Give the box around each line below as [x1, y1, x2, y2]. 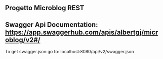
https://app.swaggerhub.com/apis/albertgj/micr [5, 28, 159, 36]
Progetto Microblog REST [5, 4, 84, 12]
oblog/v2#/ [5, 36, 41, 44]
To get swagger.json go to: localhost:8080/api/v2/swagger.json [5, 49, 134, 55]
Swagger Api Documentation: [5, 20, 98, 29]
